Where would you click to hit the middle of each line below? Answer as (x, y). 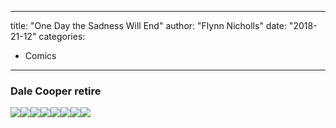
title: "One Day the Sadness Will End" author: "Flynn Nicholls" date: (148, 25)
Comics (40, 55)
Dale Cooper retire (56, 91)
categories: (62, 36)
